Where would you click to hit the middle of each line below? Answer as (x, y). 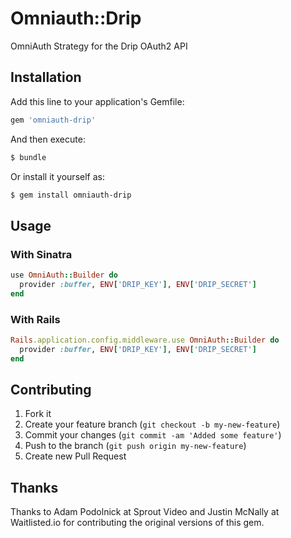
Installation (46, 77)
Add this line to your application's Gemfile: (97, 101)
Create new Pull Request (75, 456)
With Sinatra (41, 254)
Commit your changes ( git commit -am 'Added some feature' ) (153, 435)
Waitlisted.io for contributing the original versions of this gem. (137, 523)
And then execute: (48, 139)
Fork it (38, 414)
